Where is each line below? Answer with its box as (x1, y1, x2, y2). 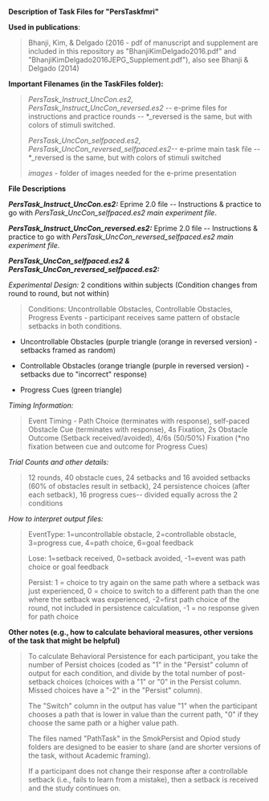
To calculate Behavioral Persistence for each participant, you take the (27, 652, 259, 661)
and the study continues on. (27, 783, 121, 793)
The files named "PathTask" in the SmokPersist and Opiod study (27, 734, 241, 743)
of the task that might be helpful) (8, 636, 120, 645)
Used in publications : (8, 22, 80, 31)
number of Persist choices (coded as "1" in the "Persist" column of (27, 660, 249, 669)
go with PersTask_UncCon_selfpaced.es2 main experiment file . (8, 208, 217, 218)
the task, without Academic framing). (27, 750, 151, 760)
